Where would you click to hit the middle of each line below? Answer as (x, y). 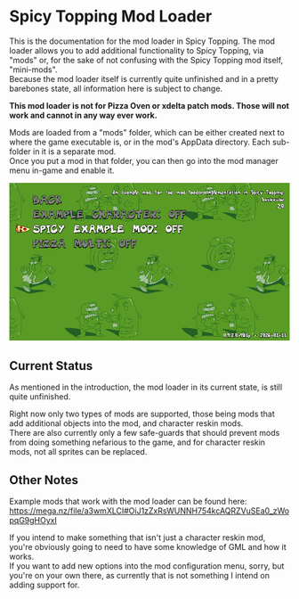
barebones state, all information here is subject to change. (116, 88)
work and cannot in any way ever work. (83, 115)
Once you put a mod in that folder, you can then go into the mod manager (144, 160)
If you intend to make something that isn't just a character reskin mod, (137, 537)
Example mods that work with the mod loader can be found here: (128, 502)
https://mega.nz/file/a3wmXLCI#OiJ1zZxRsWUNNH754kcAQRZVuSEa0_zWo (149, 511)
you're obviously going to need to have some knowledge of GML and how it (148, 547)
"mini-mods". (33, 70)
